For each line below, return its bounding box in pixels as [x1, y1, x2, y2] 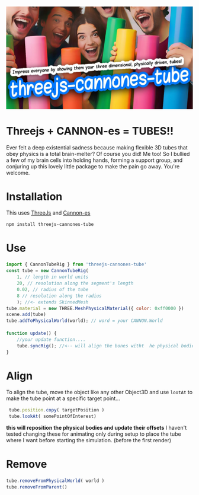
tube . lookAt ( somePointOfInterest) [8, 413, 97, 420]
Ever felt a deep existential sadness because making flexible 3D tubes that [6, 143, 188, 151]
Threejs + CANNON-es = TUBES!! [6, 124, 174, 138]
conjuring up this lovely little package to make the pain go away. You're [6, 162, 180, 170]
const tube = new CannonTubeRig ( [6, 268, 89, 274]
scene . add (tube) [6, 312, 46, 318]
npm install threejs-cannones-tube [6, 222, 94, 228]
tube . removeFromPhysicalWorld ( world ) [6, 478, 105, 484]
